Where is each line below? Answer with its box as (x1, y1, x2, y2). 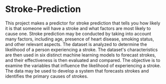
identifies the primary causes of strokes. (5, 73, 88, 79)
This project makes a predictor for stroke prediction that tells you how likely (5, 20, 160, 26)
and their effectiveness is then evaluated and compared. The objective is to (5, 57, 160, 63)
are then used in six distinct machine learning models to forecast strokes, (5, 51, 156, 58)
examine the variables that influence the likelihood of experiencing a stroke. (5, 62, 161, 68)
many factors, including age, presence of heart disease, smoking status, (5, 36, 154, 42)
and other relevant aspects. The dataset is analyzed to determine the (5, 41, 147, 47)
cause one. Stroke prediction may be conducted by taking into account (5, 30, 151, 36)
